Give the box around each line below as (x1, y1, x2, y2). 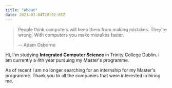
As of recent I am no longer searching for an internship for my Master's (5, 67, 156, 73)
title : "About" (5, 7, 38, 13)
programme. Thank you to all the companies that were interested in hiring (5, 72, 161, 78)
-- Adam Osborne (17, 41, 55, 48)
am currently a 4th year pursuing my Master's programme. (5, 57, 129, 63)
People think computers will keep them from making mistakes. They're (17, 26, 167, 32)
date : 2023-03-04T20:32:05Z (5, 12, 66, 17)
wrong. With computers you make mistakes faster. (17, 32, 124, 38)
